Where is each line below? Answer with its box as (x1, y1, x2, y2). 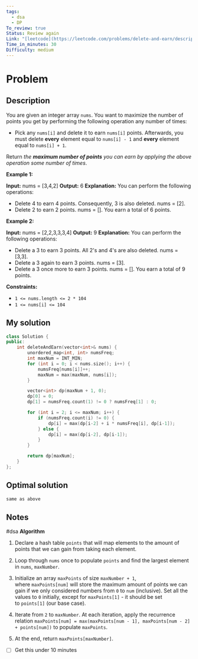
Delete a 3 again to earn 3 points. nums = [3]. (14, 259, 126, 266)
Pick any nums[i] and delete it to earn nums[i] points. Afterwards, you (14, 129, 184, 136)
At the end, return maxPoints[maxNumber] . (14, 635, 114, 642)
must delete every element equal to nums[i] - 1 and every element (14, 135, 180, 142)
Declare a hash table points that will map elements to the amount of (14, 539, 180, 546)
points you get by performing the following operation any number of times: (6, 117, 187, 124)
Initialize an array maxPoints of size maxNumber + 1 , (14, 575, 137, 582)
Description (6, 95, 50, 106)
